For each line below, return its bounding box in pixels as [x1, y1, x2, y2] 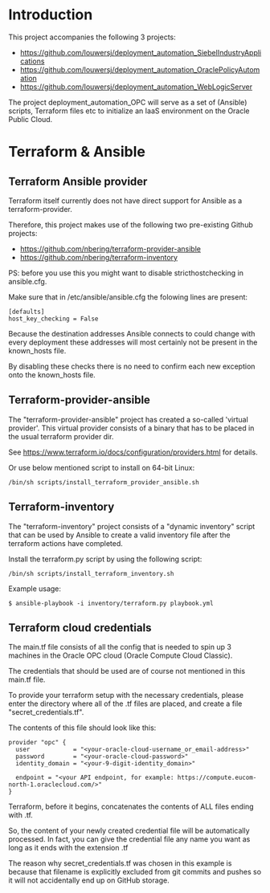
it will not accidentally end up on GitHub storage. [8, 875, 170, 885]
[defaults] [8, 308, 45, 316]
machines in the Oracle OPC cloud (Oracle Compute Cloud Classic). [8, 650, 233, 660]
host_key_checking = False [8, 315, 99, 323]
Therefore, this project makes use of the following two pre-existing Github [8, 219, 253, 230]
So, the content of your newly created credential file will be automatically [8, 826, 251, 836]
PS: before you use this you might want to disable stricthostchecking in [8, 267, 243, 278]
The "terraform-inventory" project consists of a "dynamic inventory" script [8, 521, 256, 531]
